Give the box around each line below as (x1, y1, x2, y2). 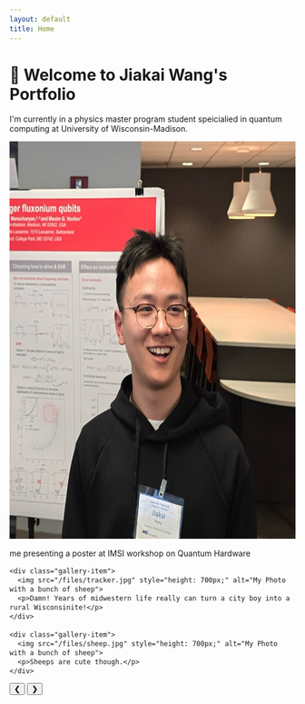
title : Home (9, 24, 54, 34)
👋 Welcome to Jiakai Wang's (9, 64, 228, 85)
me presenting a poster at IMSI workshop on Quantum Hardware (9, 548, 251, 559)
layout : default (9, 15, 71, 24)
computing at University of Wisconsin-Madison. (9, 124, 189, 134)
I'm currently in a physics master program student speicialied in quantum (9, 114, 283, 124)
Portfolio (9, 84, 76, 104)
